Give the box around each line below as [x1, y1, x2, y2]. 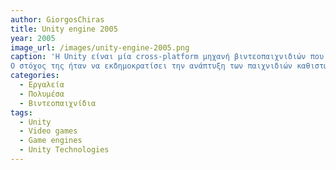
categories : [10, 71, 60, 81]
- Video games [19, 126, 78, 136]
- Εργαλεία [19, 80, 65, 90]
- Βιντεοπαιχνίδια [19, 98, 97, 108]
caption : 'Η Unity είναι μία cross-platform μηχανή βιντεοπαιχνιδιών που [10, 52, 325, 62]
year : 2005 [10, 33, 56, 43]
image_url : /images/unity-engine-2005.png [10, 42, 190, 53]
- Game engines [19, 136, 83, 146]
